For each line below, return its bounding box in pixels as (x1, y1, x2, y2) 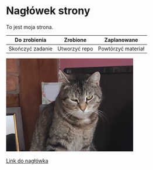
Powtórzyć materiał (98, 45, 145, 52)
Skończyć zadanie (8, 45, 53, 52)
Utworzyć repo (57, 45, 93, 52)
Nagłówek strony (6, 4, 91, 18)
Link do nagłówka (6, 157, 48, 165)
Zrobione (64, 36, 87, 43)
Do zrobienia (14, 36, 47, 43)
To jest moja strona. (6, 23, 54, 30)
